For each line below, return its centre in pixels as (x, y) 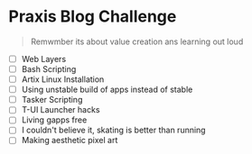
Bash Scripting (49, 69)
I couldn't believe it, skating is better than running (113, 130)
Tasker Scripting (52, 100)
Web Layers (44, 59)
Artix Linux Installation (63, 79)
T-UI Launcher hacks (61, 110)
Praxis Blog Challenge (93, 17)
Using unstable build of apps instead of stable (107, 90)
